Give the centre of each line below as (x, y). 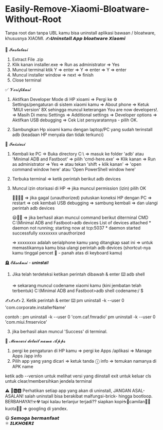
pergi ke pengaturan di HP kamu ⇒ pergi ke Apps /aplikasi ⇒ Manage (82, 351)
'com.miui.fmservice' (26, 322)
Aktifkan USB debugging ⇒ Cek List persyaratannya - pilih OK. (75, 120)
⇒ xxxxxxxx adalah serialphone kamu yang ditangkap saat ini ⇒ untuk (82, 242)
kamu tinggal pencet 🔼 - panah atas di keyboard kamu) (67, 253)
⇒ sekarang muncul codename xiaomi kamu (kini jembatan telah (77, 285)
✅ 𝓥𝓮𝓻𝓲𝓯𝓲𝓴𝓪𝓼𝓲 (18, 89)
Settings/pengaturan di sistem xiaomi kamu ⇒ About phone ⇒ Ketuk (81, 104)
